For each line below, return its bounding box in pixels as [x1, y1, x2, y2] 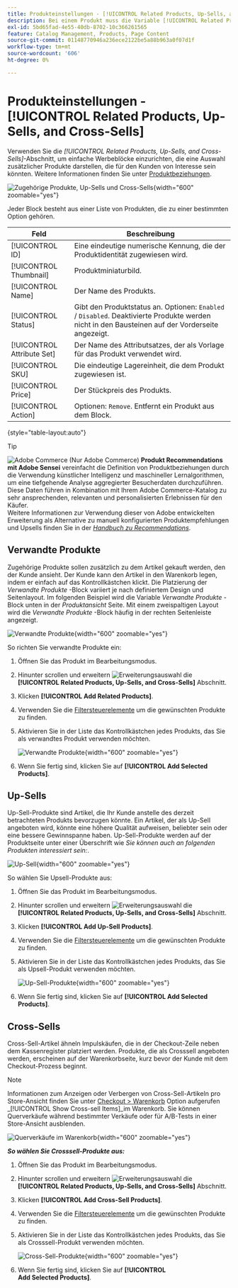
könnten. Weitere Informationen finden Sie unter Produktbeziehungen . [7, 169, 212, 178]
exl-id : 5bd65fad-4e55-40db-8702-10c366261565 [7, 23, 147, 30]
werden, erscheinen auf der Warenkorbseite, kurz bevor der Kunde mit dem [7, 1054, 228, 1063]
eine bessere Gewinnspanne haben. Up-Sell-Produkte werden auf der [7, 831, 212, 840]
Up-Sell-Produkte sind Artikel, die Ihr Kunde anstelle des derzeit [7, 809, 195, 817]
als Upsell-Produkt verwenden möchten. [17, 965, 136, 973]
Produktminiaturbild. [74, 265, 142, 275]
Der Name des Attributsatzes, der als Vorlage [74, 340, 225, 349]
